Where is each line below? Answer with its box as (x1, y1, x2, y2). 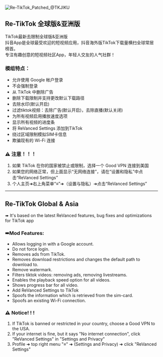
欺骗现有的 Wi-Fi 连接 (12, 138, 55, 143)
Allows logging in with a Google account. (12, 241, 94, 247)
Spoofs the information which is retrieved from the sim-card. (12, 292, 133, 298)
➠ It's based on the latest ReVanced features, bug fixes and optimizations (5, 213, 152, 218)
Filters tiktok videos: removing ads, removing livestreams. (12, 272, 128, 278)
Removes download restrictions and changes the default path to (12, 256, 141, 262)
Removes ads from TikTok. (12, 251, 65, 257)
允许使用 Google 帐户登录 (12, 77, 64, 83)
